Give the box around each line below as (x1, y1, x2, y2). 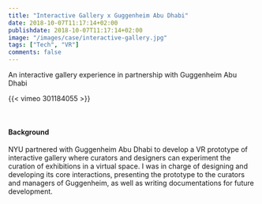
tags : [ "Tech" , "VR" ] (8, 41, 80, 49)
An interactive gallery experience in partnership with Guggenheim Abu (8, 70, 238, 79)
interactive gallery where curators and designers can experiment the (8, 153, 231, 163)
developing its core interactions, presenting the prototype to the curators (8, 170, 245, 179)
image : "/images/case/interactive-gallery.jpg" (8, 33, 168, 42)
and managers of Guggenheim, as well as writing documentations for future (8, 179, 254, 188)
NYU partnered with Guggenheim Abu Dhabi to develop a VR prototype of (8, 145, 249, 154)
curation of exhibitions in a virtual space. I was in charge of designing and (8, 161, 249, 171)
